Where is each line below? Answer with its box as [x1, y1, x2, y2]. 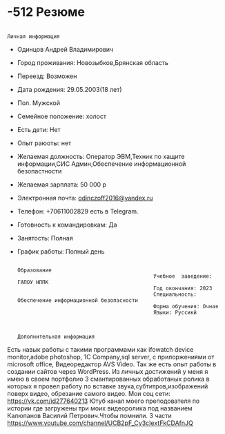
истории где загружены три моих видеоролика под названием [7, 404, 193, 412]
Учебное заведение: [153, 272, 213, 280]
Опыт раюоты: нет [17, 139, 72, 147]
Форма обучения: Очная [153, 303, 219, 310]
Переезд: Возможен [17, 72, 77, 80]
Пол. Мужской [17, 98, 61, 107]
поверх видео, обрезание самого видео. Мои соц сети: [7, 389, 171, 397]
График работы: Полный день [17, 247, 105, 256]
